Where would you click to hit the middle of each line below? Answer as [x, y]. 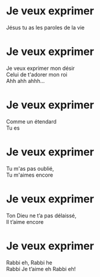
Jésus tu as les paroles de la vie [46, 27]
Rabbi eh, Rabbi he [29, 262]
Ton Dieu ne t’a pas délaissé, [41, 216]
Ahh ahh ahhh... [26, 81]
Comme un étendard [31, 121]
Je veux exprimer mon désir [40, 68]
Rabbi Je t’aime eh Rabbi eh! [41, 269]
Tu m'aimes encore [30, 175]
